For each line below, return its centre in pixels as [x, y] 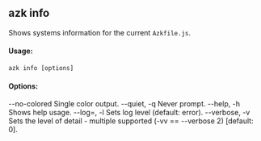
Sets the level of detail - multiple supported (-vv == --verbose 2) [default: [131, 121]
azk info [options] [41, 68]
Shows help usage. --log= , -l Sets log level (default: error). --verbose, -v [129, 113]
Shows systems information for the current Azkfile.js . [100, 32]
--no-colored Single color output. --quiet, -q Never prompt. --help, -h [124, 104]
